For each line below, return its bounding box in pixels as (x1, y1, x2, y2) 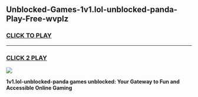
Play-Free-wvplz (6, 14, 69, 24)
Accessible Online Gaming (6, 84, 72, 91)
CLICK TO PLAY (6, 32, 52, 40)
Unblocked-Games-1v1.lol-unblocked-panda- (6, 5, 178, 15)
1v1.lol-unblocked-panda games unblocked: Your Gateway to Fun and (6, 78, 180, 85)
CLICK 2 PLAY (6, 53, 47, 62)
